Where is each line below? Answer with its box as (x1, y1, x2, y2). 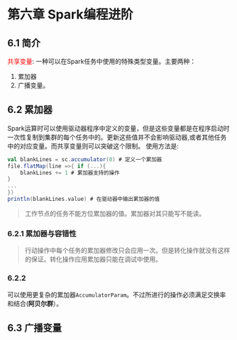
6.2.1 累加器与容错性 (7, 229, 77, 238)
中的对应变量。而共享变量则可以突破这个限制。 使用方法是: (7, 141, 179, 150)
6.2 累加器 (7, 104, 53, 116)
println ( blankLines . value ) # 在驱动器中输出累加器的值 (7, 196, 160, 203)
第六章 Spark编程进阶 (7, 6, 133, 23)
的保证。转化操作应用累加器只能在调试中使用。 (24, 255, 162, 263)
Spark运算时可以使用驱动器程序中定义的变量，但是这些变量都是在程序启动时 (7, 124, 230, 132)
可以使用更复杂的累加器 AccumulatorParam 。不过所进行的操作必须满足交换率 (7, 290, 226, 299)
